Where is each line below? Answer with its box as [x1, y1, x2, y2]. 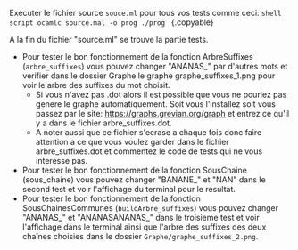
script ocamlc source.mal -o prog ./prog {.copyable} [9, 17, 214, 28]
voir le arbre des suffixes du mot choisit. [21, 80, 171, 90]
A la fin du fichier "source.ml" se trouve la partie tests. [9, 35, 209, 44]
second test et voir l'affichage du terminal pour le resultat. [21, 184, 236, 194]
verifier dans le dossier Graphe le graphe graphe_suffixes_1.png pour [21, 70, 276, 81]
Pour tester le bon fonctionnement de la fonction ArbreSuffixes [21, 52, 253, 61]
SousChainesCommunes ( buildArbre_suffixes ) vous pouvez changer [21, 203, 279, 213]
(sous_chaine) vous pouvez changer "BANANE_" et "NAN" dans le [21, 174, 266, 185]
